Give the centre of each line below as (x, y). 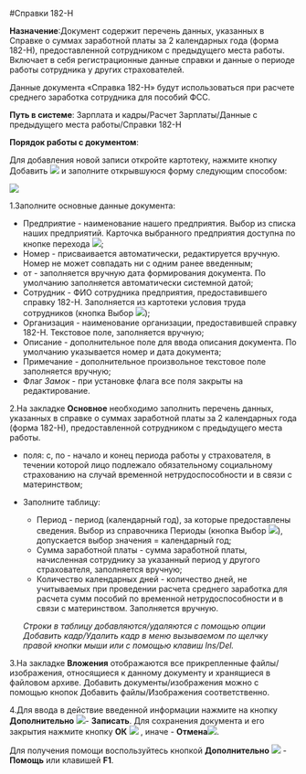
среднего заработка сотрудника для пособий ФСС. (110, 97)
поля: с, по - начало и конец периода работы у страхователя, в (147, 455)
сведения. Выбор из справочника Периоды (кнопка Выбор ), (159, 530)
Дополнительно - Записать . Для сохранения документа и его (137, 721)
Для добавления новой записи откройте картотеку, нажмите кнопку (143, 160)
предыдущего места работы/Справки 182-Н (95, 124)
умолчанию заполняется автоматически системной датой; (138, 283)
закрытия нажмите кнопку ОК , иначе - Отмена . (114, 732)
